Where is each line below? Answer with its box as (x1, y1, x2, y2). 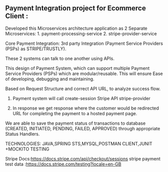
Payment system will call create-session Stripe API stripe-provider (12, 95, 151, 101)
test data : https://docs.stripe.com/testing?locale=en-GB (5, 161, 122, 167)
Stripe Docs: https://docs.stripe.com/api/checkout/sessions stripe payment (5, 155, 160, 161)
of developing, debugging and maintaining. (5, 75, 95, 82)
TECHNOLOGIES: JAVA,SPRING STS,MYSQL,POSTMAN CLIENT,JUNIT (5, 140, 152, 146)
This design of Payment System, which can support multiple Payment (5, 65, 150, 71)
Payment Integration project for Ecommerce (5, 4, 146, 13)
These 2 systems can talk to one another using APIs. (5, 55, 115, 61)
